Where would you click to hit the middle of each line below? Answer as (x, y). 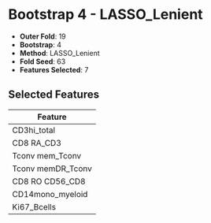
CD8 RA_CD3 (37, 143)
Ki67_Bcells (34, 206)
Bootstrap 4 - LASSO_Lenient (105, 15)
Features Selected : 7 (54, 69)
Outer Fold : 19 (43, 36)
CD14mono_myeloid (50, 194)
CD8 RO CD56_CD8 (49, 181)
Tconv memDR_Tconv (52, 169)
